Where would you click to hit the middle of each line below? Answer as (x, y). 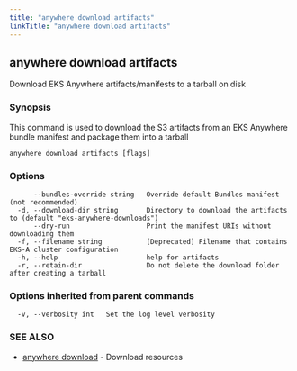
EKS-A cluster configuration (64, 249)
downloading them (42, 234)
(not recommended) (44, 202)
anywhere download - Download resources (102, 357)
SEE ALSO (32, 337)
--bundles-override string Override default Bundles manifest (156, 195)
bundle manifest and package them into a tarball (99, 137)
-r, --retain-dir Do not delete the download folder (148, 265)
